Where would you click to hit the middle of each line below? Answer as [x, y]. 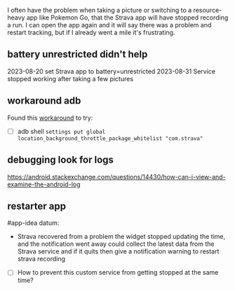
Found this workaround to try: [50, 118]
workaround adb [44, 101]
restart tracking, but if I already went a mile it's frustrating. [91, 32]
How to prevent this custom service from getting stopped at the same [118, 272]
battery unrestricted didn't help [78, 54]
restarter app [37, 206]
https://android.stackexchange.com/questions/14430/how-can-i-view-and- [116, 177]
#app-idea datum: [33, 223]
